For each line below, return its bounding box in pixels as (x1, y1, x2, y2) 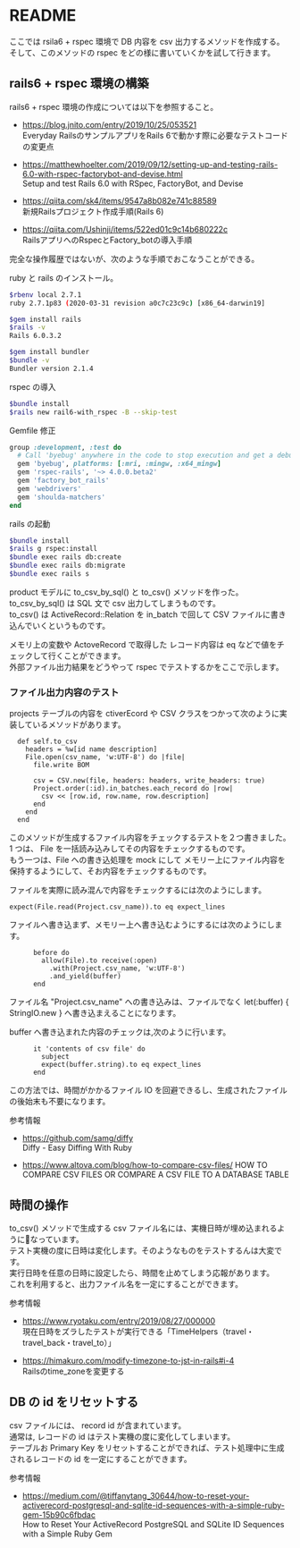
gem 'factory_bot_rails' (17, 476, 110, 485)
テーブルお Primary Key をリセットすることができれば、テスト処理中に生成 (9, 1442, 285, 1453)
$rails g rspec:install (9, 545, 98, 554)
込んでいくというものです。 (9, 620, 110, 630)
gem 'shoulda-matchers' (17, 493, 105, 502)
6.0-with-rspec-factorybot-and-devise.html (21, 168, 183, 179)
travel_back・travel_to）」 (21, 1337, 116, 1348)
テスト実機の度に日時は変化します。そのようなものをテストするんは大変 (9, 1245, 275, 1256)
